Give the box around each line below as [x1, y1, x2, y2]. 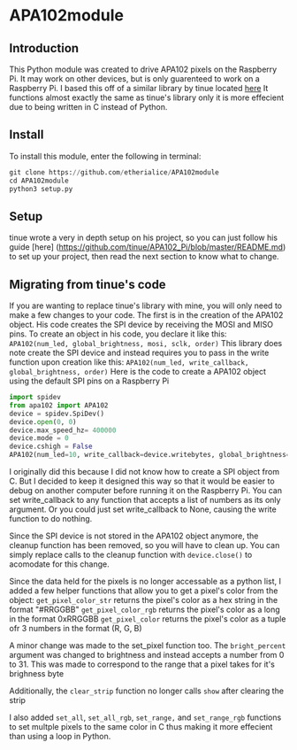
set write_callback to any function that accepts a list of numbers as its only [9, 495, 281, 506]
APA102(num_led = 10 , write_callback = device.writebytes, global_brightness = [9, 451, 291, 460]
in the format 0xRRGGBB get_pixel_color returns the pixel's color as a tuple [9, 614, 286, 624]
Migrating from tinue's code [9, 276, 166, 292]
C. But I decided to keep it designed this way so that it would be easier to [9, 476, 276, 487]
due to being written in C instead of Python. [9, 102, 168, 112]
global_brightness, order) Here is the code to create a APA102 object [9, 367, 267, 377]
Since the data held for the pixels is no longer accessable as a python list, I [9, 576, 281, 587]
